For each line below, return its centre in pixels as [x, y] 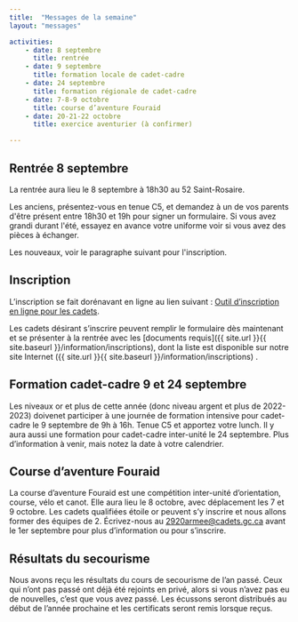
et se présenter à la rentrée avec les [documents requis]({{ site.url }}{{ [138, 338]
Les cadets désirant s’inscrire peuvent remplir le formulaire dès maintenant [146, 328]
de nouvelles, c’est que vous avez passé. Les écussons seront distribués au [148, 599]
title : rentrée [61, 59]
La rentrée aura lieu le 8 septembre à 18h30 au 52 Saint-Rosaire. [127, 189]
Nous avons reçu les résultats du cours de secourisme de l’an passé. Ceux [146, 580]
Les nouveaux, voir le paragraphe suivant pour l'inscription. [118, 252]
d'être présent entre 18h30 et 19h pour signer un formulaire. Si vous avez [143, 216]
